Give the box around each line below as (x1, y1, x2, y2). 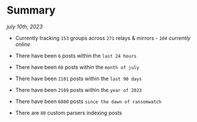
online (15, 41, 31, 48)
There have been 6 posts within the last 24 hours (15, 52, 137, 59)
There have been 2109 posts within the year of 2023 (15, 86, 142, 93)
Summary (6, 4, 55, 17)
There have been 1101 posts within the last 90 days (15, 75, 142, 82)
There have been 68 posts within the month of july (15, 63, 139, 71)
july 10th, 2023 (6, 23, 43, 30)
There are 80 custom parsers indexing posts (15, 109, 123, 116)
